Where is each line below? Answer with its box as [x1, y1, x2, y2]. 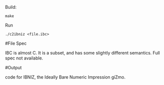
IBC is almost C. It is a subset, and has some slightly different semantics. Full [5, 50, 160, 56]
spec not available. [5, 55, 43, 61]
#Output [5, 65, 22, 70]
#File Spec [5, 40, 27, 46]
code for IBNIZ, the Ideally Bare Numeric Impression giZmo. [5, 74, 126, 80]
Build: [5, 4, 17, 10]
